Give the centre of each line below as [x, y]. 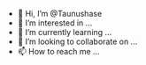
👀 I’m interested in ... [55, 23]
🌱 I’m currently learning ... [65, 32]
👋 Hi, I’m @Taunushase [60, 14]
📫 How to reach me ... [58, 51]
